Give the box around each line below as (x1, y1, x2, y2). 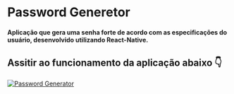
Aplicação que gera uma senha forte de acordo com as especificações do (7, 28, 228, 36)
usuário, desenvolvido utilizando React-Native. (7, 35, 149, 44)
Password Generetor (7, 4, 130, 20)
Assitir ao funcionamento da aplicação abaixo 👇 (7, 57, 222, 69)
